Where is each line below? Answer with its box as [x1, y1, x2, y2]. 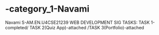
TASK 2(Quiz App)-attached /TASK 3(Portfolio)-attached [29, 24, 144, 30]
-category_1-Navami [5, 3, 90, 15]
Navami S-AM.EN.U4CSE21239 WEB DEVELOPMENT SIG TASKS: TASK [5, 19, 150, 25]
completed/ [5, 24, 29, 30]
